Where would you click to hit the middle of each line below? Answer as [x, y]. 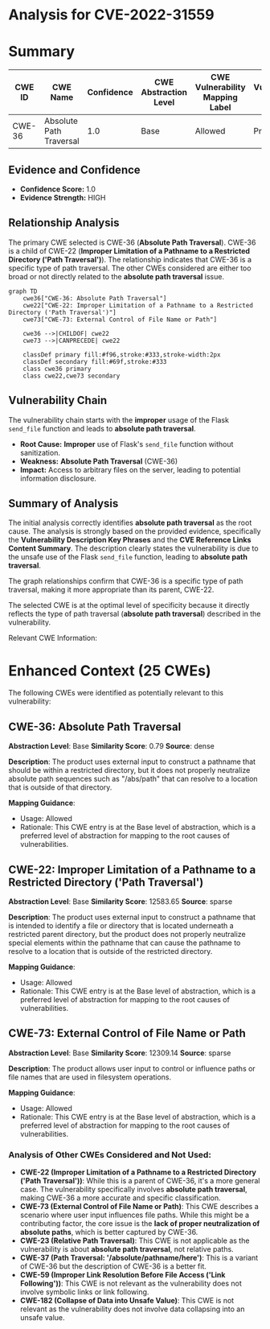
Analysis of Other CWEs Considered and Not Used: [110, 1154]
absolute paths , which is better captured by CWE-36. [109, 1232]
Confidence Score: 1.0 [58, 189]
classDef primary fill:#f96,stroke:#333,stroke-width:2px [122, 355]
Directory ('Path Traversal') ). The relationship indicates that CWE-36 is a [130, 259]
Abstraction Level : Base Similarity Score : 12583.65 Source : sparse [121, 901]
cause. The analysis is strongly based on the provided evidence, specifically [135, 531]
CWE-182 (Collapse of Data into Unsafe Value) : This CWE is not [127, 1301]
